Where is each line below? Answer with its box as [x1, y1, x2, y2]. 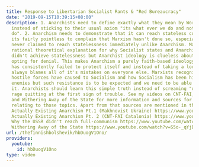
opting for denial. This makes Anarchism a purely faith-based [11, 58, 171, 64]
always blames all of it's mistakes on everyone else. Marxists [11, 69, 174, 75]
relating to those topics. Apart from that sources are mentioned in [11, 102, 187, 108]
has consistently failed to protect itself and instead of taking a [11, 63, 184, 70]
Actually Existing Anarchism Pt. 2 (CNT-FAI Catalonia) [11, 113, 152, 119]
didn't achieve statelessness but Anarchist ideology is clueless [11, 53, 179, 59]
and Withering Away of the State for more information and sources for [11, 97, 192, 102]
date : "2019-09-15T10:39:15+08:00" [6, 14, 94, 20]
